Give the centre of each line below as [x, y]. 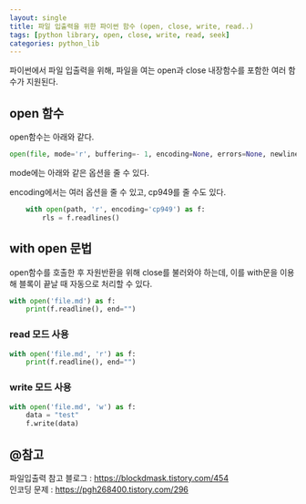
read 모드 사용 [39, 334]
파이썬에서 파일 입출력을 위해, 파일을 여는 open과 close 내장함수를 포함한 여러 [148, 70]
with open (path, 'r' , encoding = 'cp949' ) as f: [116, 209]
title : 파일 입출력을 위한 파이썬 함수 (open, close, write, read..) [132, 26]
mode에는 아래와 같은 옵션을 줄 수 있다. [80, 172]
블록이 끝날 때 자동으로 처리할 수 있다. [86, 283]
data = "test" [52, 416]
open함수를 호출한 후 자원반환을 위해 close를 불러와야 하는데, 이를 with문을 [143, 272]
